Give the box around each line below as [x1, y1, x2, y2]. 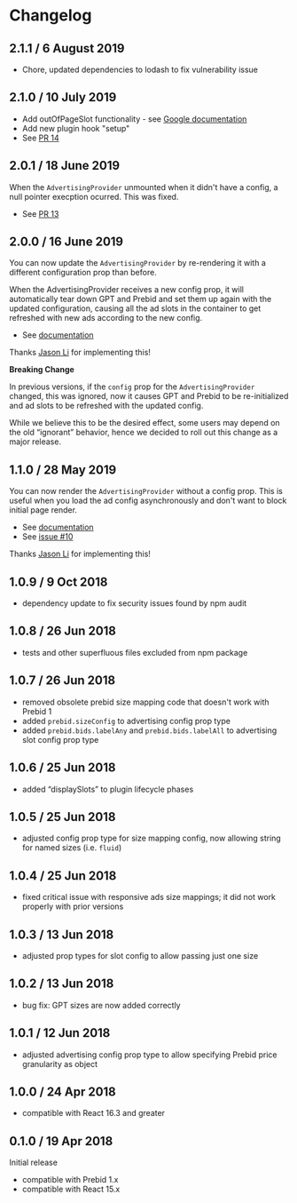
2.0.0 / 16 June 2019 [9, 235, 124, 250]
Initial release [9, 1157, 58, 1168]
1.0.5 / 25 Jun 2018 [9, 809, 116, 825]
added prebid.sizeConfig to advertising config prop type [21, 715, 231, 726]
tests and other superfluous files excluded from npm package [21, 647, 248, 657]
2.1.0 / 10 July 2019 [9, 90, 117, 105]
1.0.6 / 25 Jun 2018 [9, 761, 116, 776]
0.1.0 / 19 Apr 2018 [9, 1134, 113, 1149]
